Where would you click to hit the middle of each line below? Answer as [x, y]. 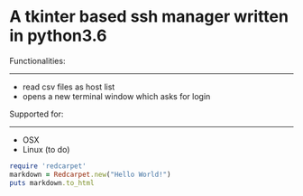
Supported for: [37, 114]
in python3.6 [58, 36]
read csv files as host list [69, 87]
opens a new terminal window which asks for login [116, 96]
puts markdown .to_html [52, 182]
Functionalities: [37, 61]
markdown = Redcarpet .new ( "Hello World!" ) [90, 174]
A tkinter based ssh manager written [149, 17]
